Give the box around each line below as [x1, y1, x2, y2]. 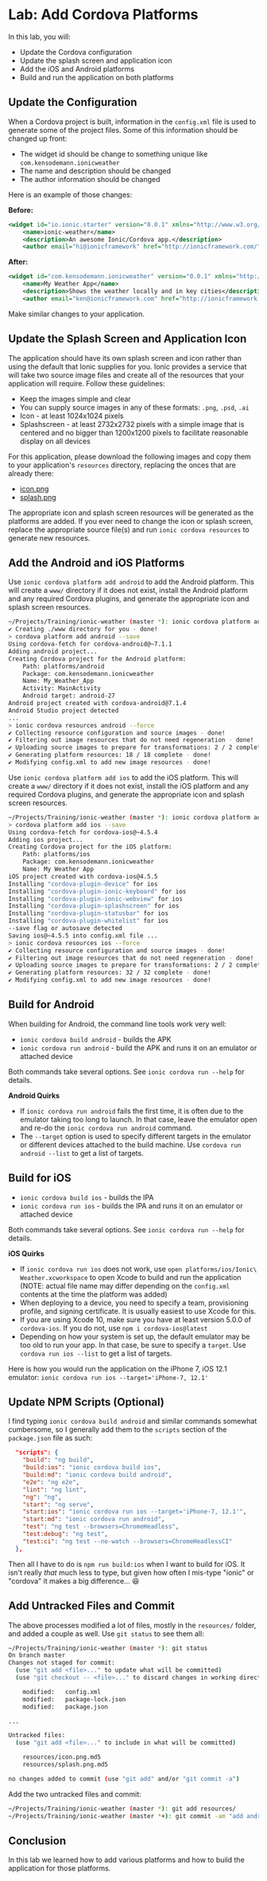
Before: [8, 205, 33, 215]
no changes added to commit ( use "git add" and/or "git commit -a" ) [8, 1774, 240, 1782]
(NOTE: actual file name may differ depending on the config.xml [19, 1281, 230, 1290]
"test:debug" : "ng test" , [22, 1530, 109, 1538]
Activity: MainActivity [22, 685, 102, 692]
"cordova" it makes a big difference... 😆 [8, 1576, 140, 1585]
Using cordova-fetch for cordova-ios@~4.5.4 [8, 828, 158, 836]
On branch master [8, 1651, 66, 1659]
